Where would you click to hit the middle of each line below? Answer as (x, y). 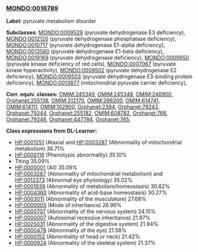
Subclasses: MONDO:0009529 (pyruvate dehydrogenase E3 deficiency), (96, 33)
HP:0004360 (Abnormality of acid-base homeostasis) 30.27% (91, 193)
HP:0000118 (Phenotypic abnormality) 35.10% (71, 155)
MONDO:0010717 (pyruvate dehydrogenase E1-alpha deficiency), (86, 45)
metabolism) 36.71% (40, 148)
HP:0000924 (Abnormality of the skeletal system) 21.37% (85, 243)
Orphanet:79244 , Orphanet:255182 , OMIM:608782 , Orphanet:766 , (87, 113)
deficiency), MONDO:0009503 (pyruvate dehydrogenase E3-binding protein (99, 77)
